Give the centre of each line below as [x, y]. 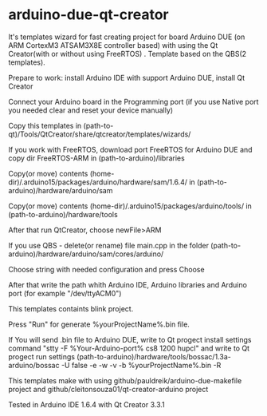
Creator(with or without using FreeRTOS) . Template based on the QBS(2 [128, 53]
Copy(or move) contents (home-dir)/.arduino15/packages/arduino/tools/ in [130, 206]
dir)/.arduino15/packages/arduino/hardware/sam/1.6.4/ [98, 182]
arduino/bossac [34, 365]
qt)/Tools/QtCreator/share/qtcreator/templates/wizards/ [100, 134]
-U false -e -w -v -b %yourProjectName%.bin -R [141, 365]
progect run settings [42, 356]
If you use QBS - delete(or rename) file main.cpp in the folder [109, 245]
